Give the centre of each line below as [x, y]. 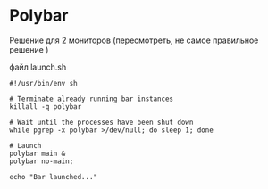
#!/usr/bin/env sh [43, 83]
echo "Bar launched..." [54, 177]
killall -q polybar [46, 107]
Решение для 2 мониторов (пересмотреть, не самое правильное [134, 40]
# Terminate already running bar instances [92, 99]
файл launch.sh [38, 67]
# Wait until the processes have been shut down [101, 122]
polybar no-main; [42, 161]
